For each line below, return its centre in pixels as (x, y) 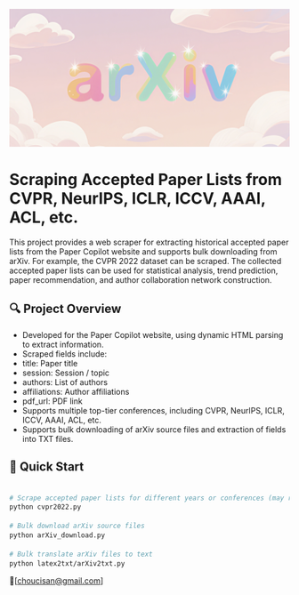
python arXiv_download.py (57, 535)
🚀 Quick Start (47, 467)
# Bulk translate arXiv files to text (81, 554)
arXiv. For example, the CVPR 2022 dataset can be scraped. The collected (145, 261)
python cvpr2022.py (45, 507)
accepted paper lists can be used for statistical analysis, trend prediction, (144, 270)
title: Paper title (50, 363)
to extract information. (63, 344)
